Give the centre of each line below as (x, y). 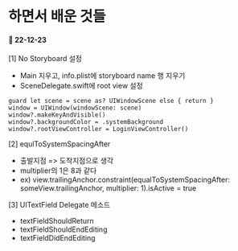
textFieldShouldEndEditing (64, 229)
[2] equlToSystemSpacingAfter (59, 144)
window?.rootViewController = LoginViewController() (98, 130)
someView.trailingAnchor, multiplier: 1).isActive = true (108, 188)
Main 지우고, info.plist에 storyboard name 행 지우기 (103, 76)
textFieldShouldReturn (57, 221)
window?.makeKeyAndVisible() (57, 115)
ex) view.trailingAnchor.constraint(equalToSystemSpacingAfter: (125, 180)
